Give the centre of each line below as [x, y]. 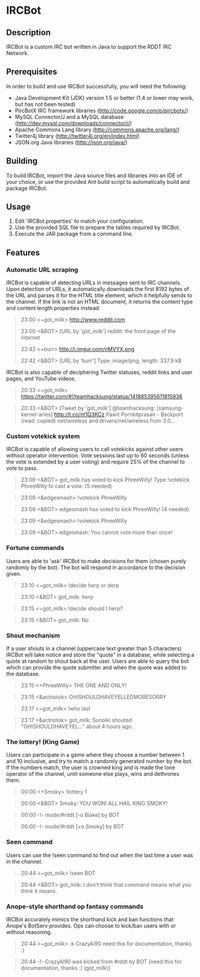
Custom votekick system [43, 437]
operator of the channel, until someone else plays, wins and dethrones [93, 774]
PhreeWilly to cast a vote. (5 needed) [66, 486]
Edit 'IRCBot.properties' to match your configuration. [79, 221]
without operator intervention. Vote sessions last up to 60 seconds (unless [98, 456]
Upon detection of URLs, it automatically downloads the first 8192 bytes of [98, 289]
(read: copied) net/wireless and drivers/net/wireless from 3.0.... [99, 421]
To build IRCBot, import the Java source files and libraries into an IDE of [94, 175]
